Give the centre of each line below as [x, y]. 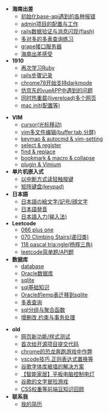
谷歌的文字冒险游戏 [45, 381]
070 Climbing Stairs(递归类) [55, 237]
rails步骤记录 [37, 75]
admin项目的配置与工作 [49, 24]
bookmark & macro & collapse [58, 158]
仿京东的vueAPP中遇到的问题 [57, 90]
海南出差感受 [37, 54]
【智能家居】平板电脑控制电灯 [57, 374]
